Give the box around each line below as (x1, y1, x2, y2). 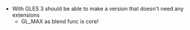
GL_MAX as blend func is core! (21, 18, 99, 25)
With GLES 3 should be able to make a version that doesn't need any (12, 5, 184, 12)
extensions (12, 11, 40, 19)
